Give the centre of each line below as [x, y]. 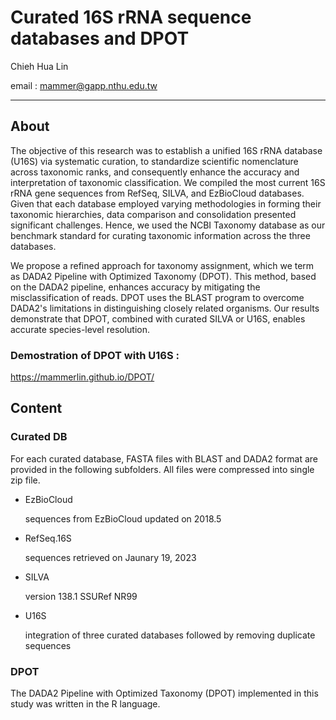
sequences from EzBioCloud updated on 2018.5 [123, 518]
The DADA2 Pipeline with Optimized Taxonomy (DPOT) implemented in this [164, 693]
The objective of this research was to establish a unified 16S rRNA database [166, 150]
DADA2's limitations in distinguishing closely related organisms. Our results [165, 308]
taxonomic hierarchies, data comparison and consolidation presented [153, 214]
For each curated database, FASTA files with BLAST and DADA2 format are [164, 458]
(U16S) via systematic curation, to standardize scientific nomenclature [154, 161]
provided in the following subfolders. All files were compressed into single [162, 469]
